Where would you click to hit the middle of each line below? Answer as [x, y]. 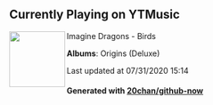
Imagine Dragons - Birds [111, 36]
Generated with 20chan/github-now [135, 91]
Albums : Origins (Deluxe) [113, 53]
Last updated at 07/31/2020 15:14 [127, 70]
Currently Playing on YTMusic [94, 15]
